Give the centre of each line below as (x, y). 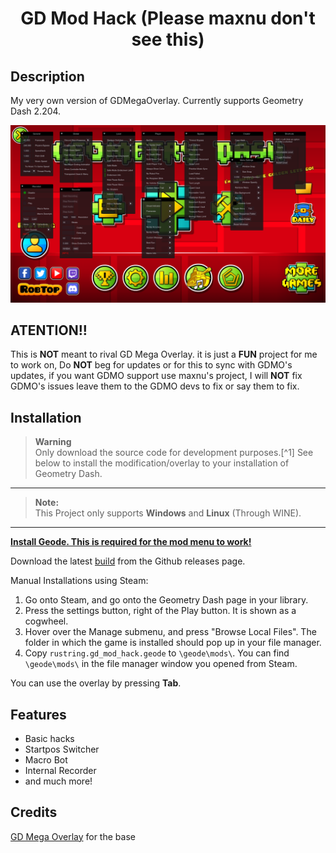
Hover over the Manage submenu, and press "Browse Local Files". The (170, 632)
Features (38, 714)
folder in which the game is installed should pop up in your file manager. (173, 643)
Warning (53, 442)
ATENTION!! (49, 330)
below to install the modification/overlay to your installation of (162, 463)
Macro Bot (46, 759)
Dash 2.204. (36, 111)
